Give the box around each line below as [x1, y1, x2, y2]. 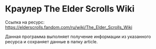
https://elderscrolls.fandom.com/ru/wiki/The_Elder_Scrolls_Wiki [5, 24, 133, 30]
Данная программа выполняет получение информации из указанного [5, 34, 151, 39]
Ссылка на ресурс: [5, 19, 45, 25]
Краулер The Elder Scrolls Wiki [5, 3, 135, 14]
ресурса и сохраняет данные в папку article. [5, 38, 98, 44]
